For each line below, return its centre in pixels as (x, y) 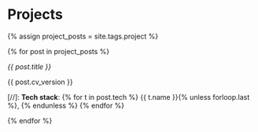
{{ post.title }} (29, 66)
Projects (35, 15)
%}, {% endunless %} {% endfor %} (66, 105)
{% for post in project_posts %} (59, 51)
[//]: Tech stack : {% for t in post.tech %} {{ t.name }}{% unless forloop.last (129, 97)
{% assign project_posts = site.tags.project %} (83, 36)
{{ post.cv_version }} (40, 82)
